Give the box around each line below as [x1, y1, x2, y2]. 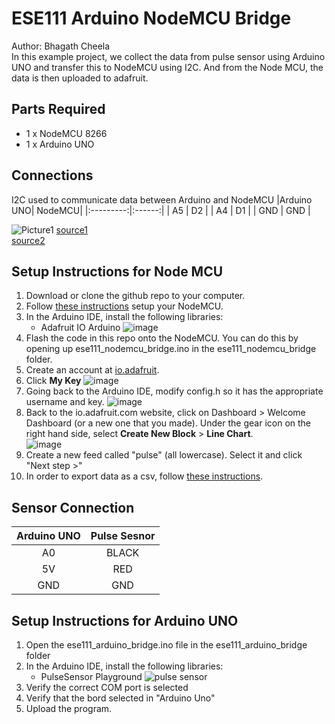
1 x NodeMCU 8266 [25, 127, 108, 139]
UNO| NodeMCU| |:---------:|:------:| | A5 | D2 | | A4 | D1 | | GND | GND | [11, 204, 311, 216]
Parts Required [11, 101, 106, 118]
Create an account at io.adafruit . [25, 364, 160, 376]
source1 [55, 223, 89, 236]
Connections [11, 167, 94, 184]
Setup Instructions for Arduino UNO [11, 612, 239, 629]
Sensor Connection [11, 499, 135, 516]
